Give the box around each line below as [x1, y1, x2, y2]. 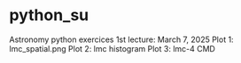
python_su [9, 5, 89, 25]
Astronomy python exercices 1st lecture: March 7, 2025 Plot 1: [9, 34, 234, 45]
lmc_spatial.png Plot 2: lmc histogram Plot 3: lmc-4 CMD [9, 43, 215, 53]
